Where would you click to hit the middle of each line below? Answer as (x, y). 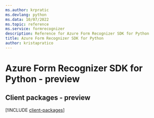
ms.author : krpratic (27, 10)
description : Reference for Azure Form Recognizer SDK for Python (77, 34)
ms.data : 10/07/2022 (27, 19)
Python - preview (43, 79)
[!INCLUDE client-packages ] (35, 110)
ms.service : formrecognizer (35, 29)
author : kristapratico (29, 43)
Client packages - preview (48, 98)
